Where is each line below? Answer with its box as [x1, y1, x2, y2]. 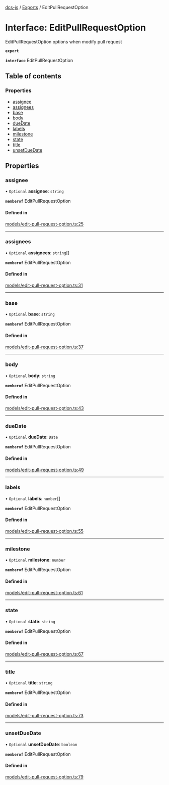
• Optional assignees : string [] [5, 250, 69, 256]
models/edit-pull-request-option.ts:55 [5, 528, 84, 534]
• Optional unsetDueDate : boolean [5, 741, 77, 747]
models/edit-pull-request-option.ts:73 [5, 712, 84, 718]
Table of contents [5, 72, 61, 80]
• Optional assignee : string [5, 188, 64, 194]
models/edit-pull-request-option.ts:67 [5, 651, 84, 657]
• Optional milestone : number [5, 557, 66, 563]
